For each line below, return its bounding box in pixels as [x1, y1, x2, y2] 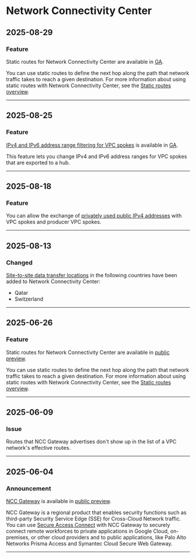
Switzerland [14, 295, 44, 302]
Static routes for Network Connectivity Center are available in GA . [6, 58, 164, 65]
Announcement [6, 484, 51, 492]
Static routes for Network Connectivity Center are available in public [6, 349, 170, 356]
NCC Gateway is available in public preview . [6, 498, 112, 504]
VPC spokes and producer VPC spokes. [6, 218, 101, 226]
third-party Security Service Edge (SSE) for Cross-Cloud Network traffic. [6, 515, 181, 522]
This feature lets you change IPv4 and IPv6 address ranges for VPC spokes [6, 153, 187, 160]
